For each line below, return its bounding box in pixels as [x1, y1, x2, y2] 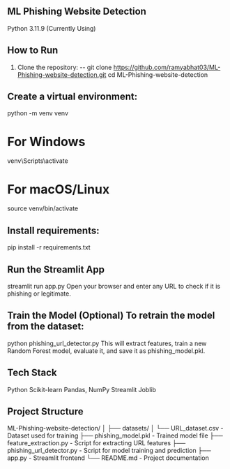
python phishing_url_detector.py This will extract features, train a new [7, 339, 207, 347]
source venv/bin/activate [7, 204, 79, 212]
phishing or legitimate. [7, 289, 71, 298]
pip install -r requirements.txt [7, 243, 91, 252]
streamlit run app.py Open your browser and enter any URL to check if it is [7, 282, 221, 290]
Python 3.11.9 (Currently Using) [7, 24, 96, 32]
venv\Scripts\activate [7, 157, 68, 165]
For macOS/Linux [7, 181, 110, 197]
